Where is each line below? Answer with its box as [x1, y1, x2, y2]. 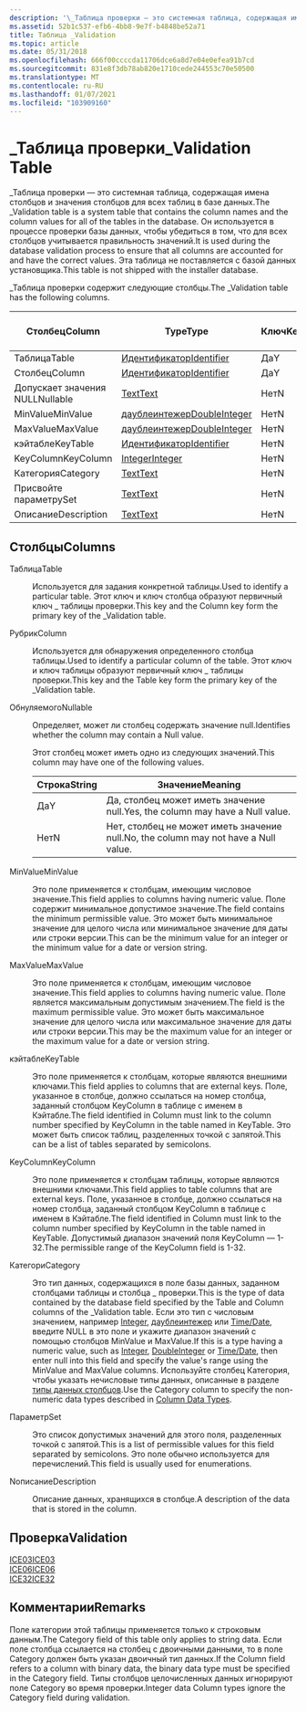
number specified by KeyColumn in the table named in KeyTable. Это [32, 1120, 291, 1131]
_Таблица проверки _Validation [9, 138, 251, 158]
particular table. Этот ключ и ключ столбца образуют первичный [32, 590, 282, 602]
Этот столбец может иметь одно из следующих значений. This [32, 747, 275, 758]
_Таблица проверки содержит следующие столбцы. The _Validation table [9, 282, 289, 293]
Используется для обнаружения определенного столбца [32, 645, 254, 657]
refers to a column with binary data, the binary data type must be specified [9, 1663, 291, 1674]
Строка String [36, 778, 97, 791]
